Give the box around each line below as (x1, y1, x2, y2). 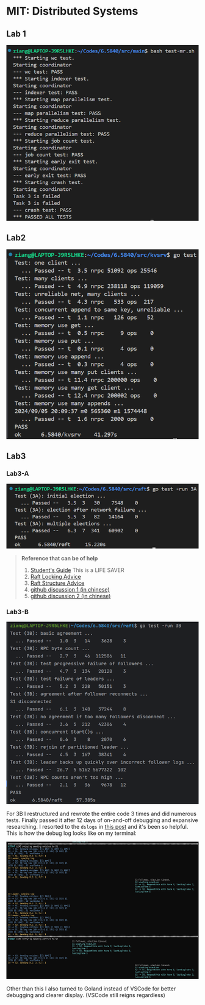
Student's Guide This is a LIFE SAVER (30, 566, 124, 574)
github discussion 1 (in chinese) (30, 585, 110, 593)
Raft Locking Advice (30, 573, 81, 580)
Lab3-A (6, 470, 29, 478)
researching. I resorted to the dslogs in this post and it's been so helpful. (6, 823, 189, 830)
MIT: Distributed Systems (6, 4, 138, 18)
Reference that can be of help (21, 554, 98, 562)
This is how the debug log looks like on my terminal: (6, 829, 137, 837)
